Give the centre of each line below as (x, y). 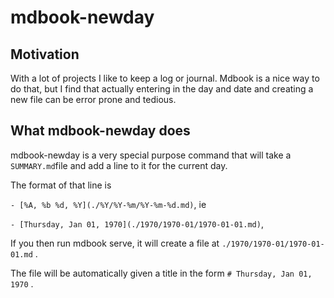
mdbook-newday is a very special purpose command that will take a (151, 155)
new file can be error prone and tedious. (93, 99)
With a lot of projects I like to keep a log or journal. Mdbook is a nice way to (165, 78)
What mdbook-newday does (100, 131)
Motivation (45, 54)
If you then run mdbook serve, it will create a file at (115, 243)
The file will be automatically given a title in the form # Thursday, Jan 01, (161, 273)
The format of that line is (61, 185)
